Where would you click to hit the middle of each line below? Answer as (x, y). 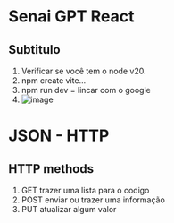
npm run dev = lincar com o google (86, 90)
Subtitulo (34, 50)
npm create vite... (54, 81)
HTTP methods (51, 169)
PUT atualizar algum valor (69, 209)
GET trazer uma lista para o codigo (85, 190)
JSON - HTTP (59, 136)
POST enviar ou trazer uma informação (93, 200)
